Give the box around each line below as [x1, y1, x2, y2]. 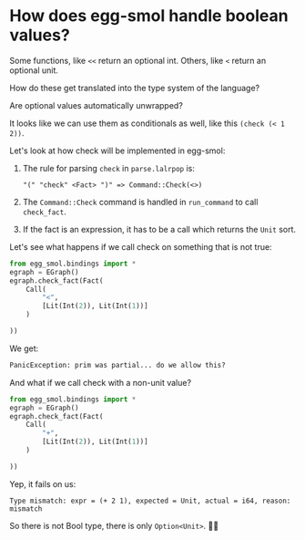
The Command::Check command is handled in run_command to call [22, 196, 259, 207]
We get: [9, 343, 39, 354]
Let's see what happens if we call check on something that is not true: [9, 241, 272, 252]
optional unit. [9, 65, 59, 76]
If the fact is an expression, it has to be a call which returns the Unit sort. [22, 223, 297, 234]
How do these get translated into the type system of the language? [9, 82, 260, 93]
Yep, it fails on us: [9, 478, 76, 489]
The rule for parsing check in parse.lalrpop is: [22, 162, 196, 173]
